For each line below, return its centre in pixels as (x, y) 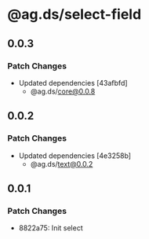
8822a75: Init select (51, 228)
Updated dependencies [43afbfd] (73, 83)
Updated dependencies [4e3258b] (74, 156)
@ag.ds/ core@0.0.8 (63, 91)
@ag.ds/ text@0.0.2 (62, 164)
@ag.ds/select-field (74, 15)
